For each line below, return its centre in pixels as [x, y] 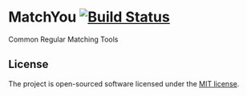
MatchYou [43, 17]
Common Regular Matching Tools [63, 39]
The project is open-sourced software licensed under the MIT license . [124, 83]
